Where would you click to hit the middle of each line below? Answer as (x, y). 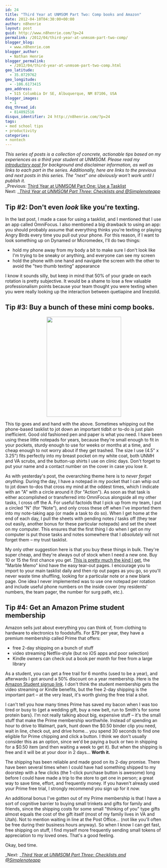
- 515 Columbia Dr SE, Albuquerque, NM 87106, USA (63, 93)
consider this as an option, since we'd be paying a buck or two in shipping (81, 741)
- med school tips (24, 126)
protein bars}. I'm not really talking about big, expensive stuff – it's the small (83, 715)
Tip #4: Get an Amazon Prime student (65, 608)
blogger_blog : (20, 42)
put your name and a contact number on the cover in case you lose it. (77, 466)
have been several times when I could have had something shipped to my (81, 767)
